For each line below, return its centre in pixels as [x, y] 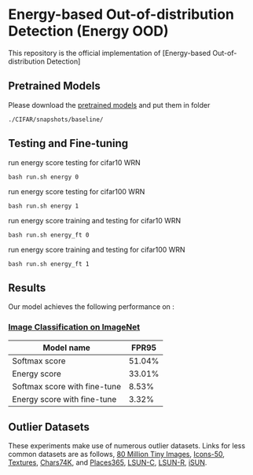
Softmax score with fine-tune [67, 386]
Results [27, 287]
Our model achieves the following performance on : [92, 307]
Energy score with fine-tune [64, 399]
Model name [66, 348]
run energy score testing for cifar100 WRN [77, 191]
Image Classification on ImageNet [74, 327]
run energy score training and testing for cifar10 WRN [95, 220]
